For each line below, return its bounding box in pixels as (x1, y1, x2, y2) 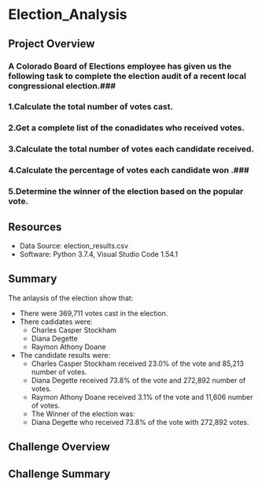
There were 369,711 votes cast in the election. (19, 308, 168, 318)
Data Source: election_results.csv (19, 240, 128, 250)
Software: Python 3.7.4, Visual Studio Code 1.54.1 (19, 249, 179, 259)
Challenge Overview (8, 440, 110, 454)
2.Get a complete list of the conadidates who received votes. (8, 122, 245, 133)
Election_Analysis (8, 6, 127, 24)
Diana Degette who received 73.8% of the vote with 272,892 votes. (31, 417, 249, 427)
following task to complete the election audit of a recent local (8, 70, 246, 81)
